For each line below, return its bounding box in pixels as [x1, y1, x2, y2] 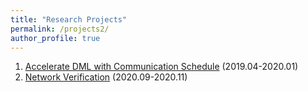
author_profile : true [10, 33, 101, 43]
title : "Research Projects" [10, 14, 128, 25]
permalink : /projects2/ [10, 24, 110, 34]
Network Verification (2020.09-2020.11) [24, 71, 188, 83]
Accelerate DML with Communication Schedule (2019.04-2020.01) [24, 61, 299, 73]
